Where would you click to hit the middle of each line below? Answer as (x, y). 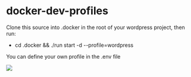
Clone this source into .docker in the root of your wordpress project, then (96, 27)
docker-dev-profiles (57, 11)
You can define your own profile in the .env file (63, 56)
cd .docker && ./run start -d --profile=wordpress (74, 45)
